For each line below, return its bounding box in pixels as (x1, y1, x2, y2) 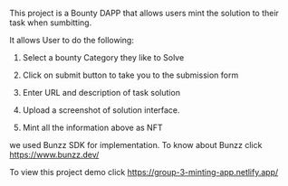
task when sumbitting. (9, 17, 92, 28)
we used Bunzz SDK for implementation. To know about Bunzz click (9, 140, 263, 150)
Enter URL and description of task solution (22, 88, 181, 98)
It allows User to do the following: (9, 35, 134, 45)
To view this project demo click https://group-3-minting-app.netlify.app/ (9, 167, 279, 177)
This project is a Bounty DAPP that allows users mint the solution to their (9, 8, 279, 18)
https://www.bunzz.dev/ (9, 149, 100, 160)
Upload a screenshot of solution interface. (22, 105, 180, 116)
